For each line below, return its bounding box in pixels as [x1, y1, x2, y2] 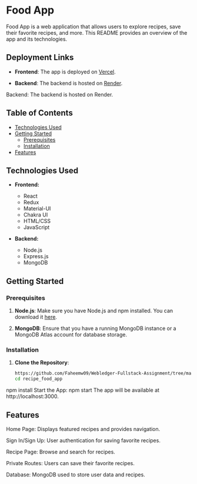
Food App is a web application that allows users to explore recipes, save [6, 23, 181, 30]
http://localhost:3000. [6, 393, 59, 400]
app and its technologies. [6, 35, 68, 42]
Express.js [23, 253, 49, 260]
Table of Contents [6, 108, 74, 118]
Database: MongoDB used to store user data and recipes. [6, 471, 145, 478]
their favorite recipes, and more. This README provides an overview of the [6, 29, 188, 36]
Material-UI [23, 205, 51, 212]
